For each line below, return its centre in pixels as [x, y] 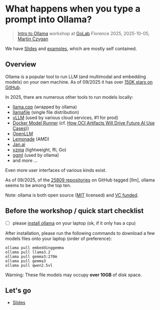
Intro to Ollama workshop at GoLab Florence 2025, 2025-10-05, [84, 33]
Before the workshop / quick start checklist [74, 211]
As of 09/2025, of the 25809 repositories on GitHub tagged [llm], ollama [80, 180]
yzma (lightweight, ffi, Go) [39, 150]
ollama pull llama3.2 [28, 252]
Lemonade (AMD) [31, 139]
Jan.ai [19, 144]
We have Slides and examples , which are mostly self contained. [71, 48]
